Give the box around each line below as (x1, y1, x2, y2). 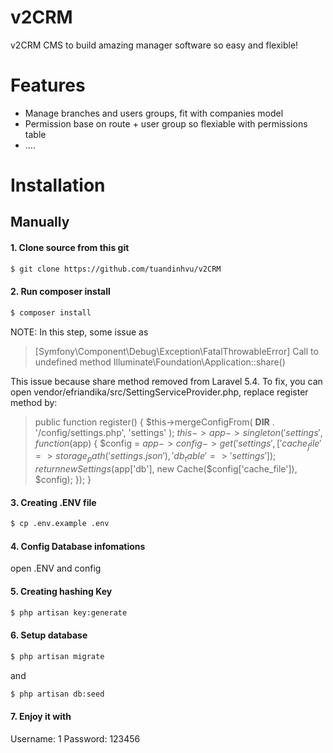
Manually (10, 214, 70, 231)
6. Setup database (10, 629, 88, 641)
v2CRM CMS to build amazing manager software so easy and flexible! (10, 39, 299, 51)
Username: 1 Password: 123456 (10, 732, 141, 745)
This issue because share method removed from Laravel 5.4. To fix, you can (10, 375, 323, 387)
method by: (10, 396, 58, 408)
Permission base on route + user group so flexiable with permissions (24, 117, 308, 130)
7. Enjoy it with (10, 711, 72, 723)
